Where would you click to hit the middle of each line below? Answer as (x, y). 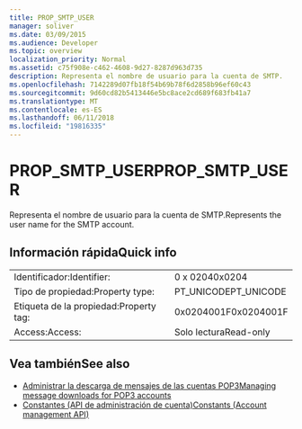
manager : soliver (42, 26)
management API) (56, 414)
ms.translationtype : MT (54, 101)
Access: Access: (48, 332)
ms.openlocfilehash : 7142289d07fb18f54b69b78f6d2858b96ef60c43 (130, 85)
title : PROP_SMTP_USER (52, 18)
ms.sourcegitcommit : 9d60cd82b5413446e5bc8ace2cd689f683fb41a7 (130, 93)
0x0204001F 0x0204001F (231, 311)
